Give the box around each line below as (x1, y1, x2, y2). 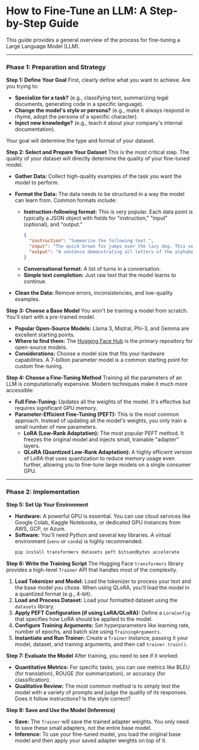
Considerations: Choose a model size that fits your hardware (14, 350, 165, 357)
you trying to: (6, 83, 39, 90)
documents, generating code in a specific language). (14, 101, 144, 108)
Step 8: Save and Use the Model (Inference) (6, 706, 115, 713)
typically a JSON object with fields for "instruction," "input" (23, 214, 168, 222)
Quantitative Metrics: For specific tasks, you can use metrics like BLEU (14, 664, 190, 671)
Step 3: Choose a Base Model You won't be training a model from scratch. (6, 307, 188, 314)
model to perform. (14, 179, 59, 186)
